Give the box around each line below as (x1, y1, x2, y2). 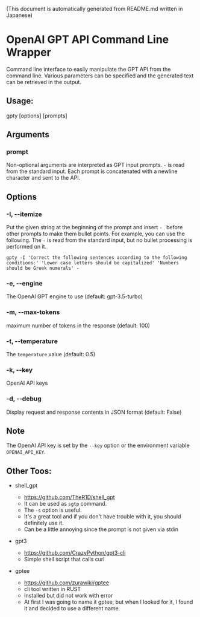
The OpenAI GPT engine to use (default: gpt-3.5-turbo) (6, 293, 143, 300)
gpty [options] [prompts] (6, 112, 67, 119)
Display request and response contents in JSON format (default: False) (6, 408, 182, 416)
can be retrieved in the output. (6, 78, 81, 85)
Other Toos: (6, 466, 52, 476)
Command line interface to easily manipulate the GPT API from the (6, 65, 171, 73)
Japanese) (6, 11, 33, 19)
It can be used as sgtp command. (23, 500, 107, 508)
